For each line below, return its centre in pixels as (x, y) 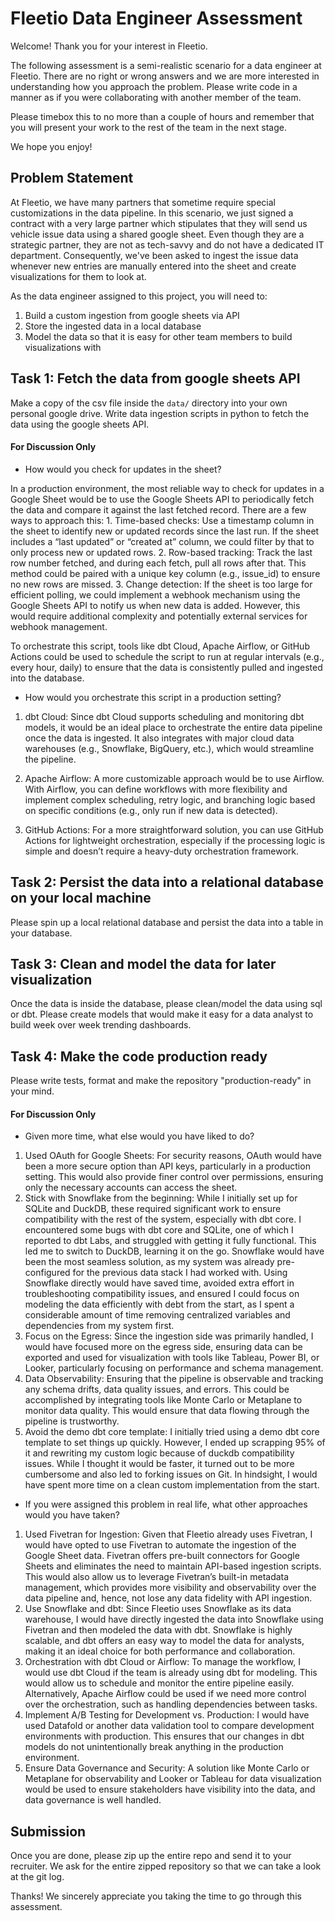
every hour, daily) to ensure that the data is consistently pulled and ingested (166, 667)
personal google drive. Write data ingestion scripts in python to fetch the (160, 413)
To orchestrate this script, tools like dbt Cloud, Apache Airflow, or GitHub (160, 646)
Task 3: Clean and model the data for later (143, 963)
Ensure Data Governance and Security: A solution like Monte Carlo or (167, 1768)
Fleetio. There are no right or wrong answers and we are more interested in (165, 76)
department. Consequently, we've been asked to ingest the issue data (154, 255)
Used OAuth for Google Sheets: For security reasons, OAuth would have (173, 1156)
